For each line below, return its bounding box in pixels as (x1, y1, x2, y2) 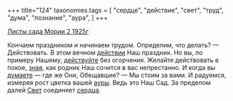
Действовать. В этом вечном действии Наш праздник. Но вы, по (7, 49, 203, 57)
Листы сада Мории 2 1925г (7, 28, 89, 35)
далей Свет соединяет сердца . (7, 86, 101, 94)
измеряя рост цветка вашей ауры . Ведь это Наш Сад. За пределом (7, 78, 211, 87)
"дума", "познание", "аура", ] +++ (7, 13, 108, 22)
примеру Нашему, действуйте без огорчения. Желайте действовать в (7, 56, 219, 64)
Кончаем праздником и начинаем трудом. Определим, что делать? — (7, 41, 220, 49)
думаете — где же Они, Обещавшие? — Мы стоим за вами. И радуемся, (7, 71, 227, 79)
